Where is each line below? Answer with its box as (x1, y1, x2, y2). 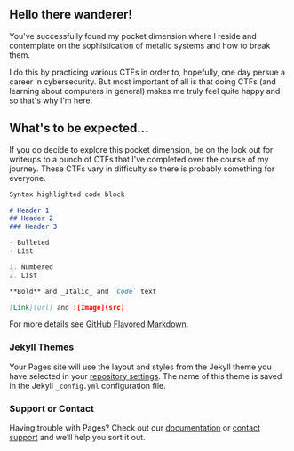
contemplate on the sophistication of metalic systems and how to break (9, 40, 271, 51)
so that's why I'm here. (9, 95, 93, 106)
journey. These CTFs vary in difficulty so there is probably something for (9, 163, 275, 174)
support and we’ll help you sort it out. (9, 431, 146, 442)
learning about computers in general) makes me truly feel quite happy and (9, 85, 281, 96)
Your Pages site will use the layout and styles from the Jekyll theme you (9, 361, 273, 372)
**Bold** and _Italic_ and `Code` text (9, 287, 157, 296)
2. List (9, 271, 38, 280)
